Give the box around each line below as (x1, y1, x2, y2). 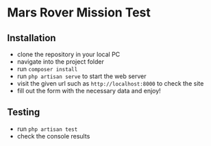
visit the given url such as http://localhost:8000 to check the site (16, 80, 204, 87)
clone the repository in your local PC (16, 50, 121, 58)
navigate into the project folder (16, 58, 105, 66)
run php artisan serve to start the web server (16, 72, 147, 80)
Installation (7, 32, 56, 44)
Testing (7, 106, 40, 118)
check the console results (16, 132, 90, 140)
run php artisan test (16, 125, 78, 133)
